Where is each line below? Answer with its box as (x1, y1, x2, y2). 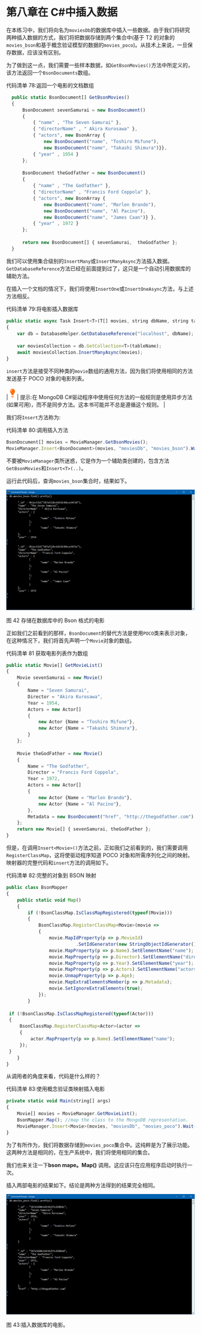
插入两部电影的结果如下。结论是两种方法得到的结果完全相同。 (6, 1181, 159, 1189)
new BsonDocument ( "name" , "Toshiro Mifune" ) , (44, 139, 160, 145)
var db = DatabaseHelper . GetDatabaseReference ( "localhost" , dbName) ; (17, 330, 194, 337)
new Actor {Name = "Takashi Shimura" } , (38, 725, 138, 732)
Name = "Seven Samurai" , (28, 687, 90, 694)
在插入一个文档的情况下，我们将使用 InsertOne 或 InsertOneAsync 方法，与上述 (6, 285, 194, 292)
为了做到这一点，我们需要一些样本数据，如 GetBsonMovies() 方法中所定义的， (6, 61, 193, 69)
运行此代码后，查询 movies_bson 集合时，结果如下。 (6, 477, 130, 485)
